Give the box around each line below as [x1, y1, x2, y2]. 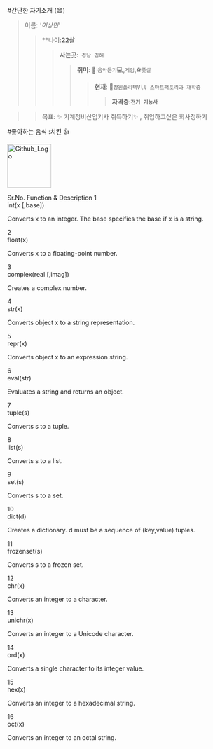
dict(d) [7, 512, 27, 521]
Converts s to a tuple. [7, 422, 69, 430]
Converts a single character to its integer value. [7, 664, 144, 673]
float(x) [7, 235, 29, 244]
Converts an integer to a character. [7, 595, 108, 603]
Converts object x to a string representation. [7, 318, 135, 327]
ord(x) [7, 651, 25, 659]
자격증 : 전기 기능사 [111, 97, 158, 106]
